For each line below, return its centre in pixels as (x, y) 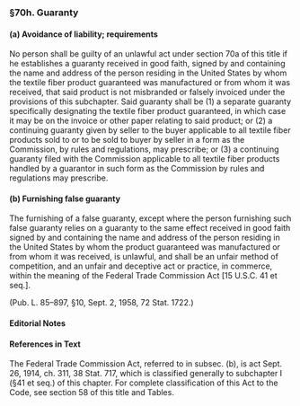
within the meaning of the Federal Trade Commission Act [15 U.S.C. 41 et (143, 276)
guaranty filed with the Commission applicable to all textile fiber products (145, 159)
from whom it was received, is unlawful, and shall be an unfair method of (144, 257)
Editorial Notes (37, 323)
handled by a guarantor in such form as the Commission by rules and (137, 169)
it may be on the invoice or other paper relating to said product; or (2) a (141, 121)
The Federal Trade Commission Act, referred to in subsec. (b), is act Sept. (146, 364)
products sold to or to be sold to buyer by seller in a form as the (127, 140)
